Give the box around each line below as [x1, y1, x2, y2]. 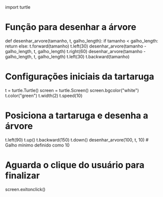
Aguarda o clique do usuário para [5, 159, 145, 170]
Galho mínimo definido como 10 [5, 142, 70, 148]
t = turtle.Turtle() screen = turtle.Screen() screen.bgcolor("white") [5, 87, 139, 93]
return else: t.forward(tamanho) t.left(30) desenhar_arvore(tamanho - [5, 43, 147, 49]
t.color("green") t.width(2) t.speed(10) [5, 93, 83, 98]
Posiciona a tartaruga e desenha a [5, 110, 149, 121]
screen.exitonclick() [5, 186, 46, 192]
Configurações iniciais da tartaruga [5, 71, 155, 82]
